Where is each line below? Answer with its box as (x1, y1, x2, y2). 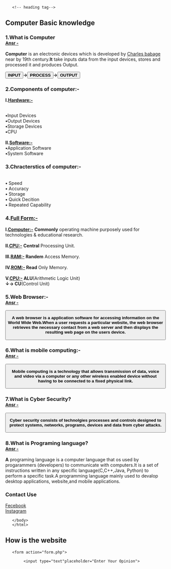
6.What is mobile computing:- (5, 347, 81, 354)
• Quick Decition (5, 197, 40, 203)
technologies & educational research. (5, 231, 83, 238)
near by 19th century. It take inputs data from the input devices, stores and (5, 56, 161, 62)
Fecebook (5, 503, 26, 509)
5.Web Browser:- (5, 293, 48, 300)
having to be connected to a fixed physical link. (38, 378, 133, 384)
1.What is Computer (5, 34, 55, 41)
